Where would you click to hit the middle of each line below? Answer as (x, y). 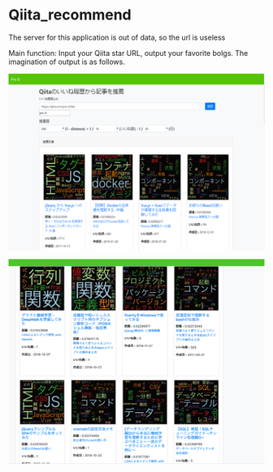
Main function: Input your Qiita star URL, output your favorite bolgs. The (128, 53)
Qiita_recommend (70, 15)
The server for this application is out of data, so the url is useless (117, 37)
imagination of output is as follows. (67, 62)
